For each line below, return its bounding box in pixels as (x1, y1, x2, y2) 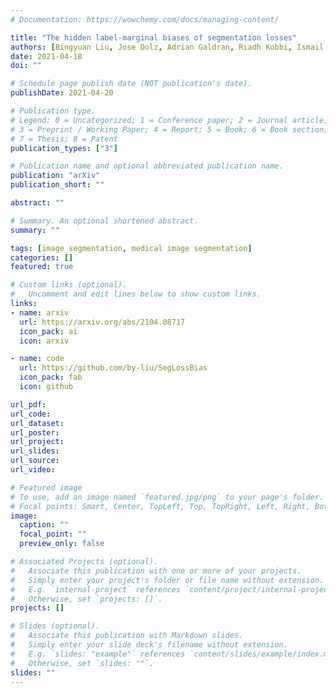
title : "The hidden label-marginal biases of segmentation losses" (10, 32, 298, 43)
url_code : (10, 409, 52, 419)
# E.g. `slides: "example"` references (10, 649, 186, 659)
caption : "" (19, 520, 70, 530)
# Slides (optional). (10, 621, 101, 631)
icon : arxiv (19, 336, 70, 346)
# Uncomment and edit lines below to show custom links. (10, 289, 262, 300)
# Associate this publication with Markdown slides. (10, 631, 244, 641)
